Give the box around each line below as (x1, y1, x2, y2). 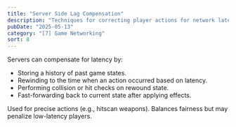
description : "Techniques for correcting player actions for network (7, 17, 216, 24)
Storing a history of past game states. (17, 69, 126, 77)
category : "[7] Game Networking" (7, 29, 105, 37)
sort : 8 (7, 36, 30, 43)
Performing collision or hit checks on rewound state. (17, 84, 169, 92)
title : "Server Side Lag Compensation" (7, 10, 124, 17)
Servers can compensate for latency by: (7, 55, 123, 63)
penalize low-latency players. (7, 112, 93, 121)
